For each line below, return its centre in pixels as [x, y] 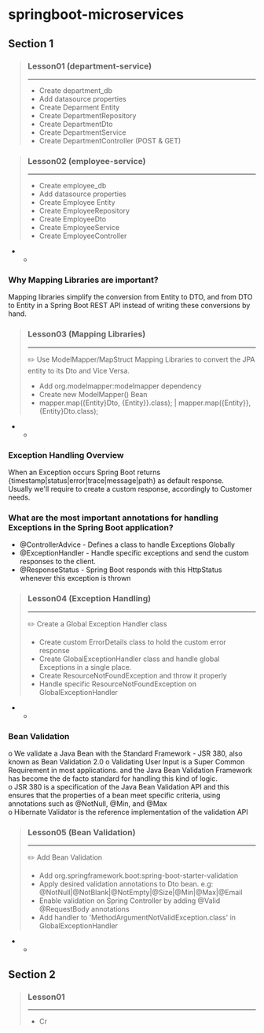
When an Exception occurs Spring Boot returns [84, 472]
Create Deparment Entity [79, 107]
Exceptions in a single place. [85, 667]
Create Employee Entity [77, 203]
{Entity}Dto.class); [69, 411]
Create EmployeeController [83, 236]
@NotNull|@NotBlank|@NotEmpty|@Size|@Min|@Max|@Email [141, 893]
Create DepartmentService [82, 132]
